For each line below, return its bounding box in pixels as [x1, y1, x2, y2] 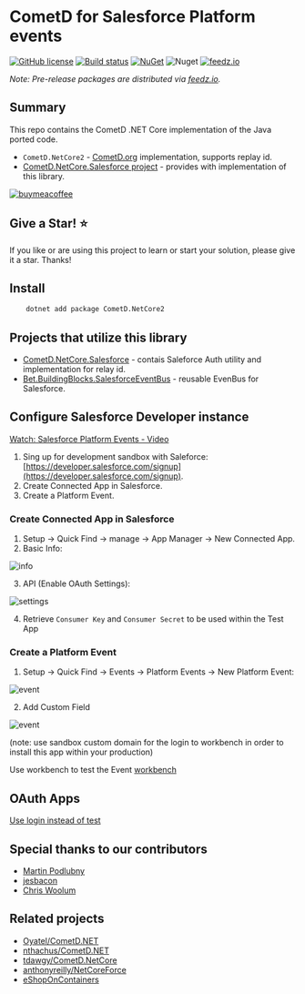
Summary [9, 100, 66, 116]
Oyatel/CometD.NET [22, 935, 99, 946]
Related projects [9, 911, 105, 927]
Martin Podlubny [22, 866, 85, 877]
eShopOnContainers [22, 974, 100, 985]
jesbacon [22, 876, 57, 887]
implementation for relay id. [22, 364, 126, 375]
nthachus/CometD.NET [22, 945, 109, 956]
